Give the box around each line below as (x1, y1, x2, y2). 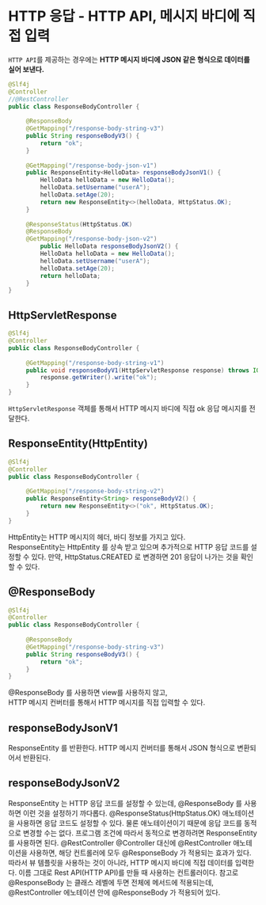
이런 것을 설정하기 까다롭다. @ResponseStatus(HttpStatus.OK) (22, 808, 221, 818)
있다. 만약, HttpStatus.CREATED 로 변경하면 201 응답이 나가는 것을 (31, 552, 239, 561)
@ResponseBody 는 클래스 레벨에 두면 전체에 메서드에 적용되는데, (8, 877, 214, 887)
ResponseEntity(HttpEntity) (8, 437, 148, 451)
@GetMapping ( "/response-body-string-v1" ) (25, 359, 165, 367)
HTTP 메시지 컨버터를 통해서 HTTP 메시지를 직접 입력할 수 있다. (8, 698, 206, 707)
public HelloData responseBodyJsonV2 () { (40, 242, 179, 250)
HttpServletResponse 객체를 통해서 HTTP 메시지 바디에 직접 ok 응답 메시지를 (8, 404, 248, 413)
